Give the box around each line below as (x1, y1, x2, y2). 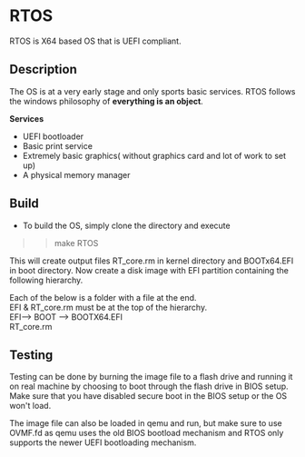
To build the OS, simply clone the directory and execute (22, 220, 231, 231)
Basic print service (22, 140, 93, 151)
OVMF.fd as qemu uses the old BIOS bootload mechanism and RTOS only (9, 428, 284, 439)
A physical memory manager (22, 169, 131, 180)
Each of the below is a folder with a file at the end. (9, 292, 197, 303)
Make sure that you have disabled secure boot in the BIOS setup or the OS (9, 391, 288, 402)
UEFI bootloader (22, 131, 84, 142)
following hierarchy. (9, 274, 84, 285)
